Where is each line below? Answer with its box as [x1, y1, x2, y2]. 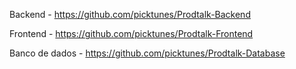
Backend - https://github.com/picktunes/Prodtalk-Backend [9, 9, 251, 20]
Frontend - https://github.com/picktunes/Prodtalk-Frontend [9, 28, 254, 39]
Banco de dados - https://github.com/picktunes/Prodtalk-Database [9, 47, 286, 59]
